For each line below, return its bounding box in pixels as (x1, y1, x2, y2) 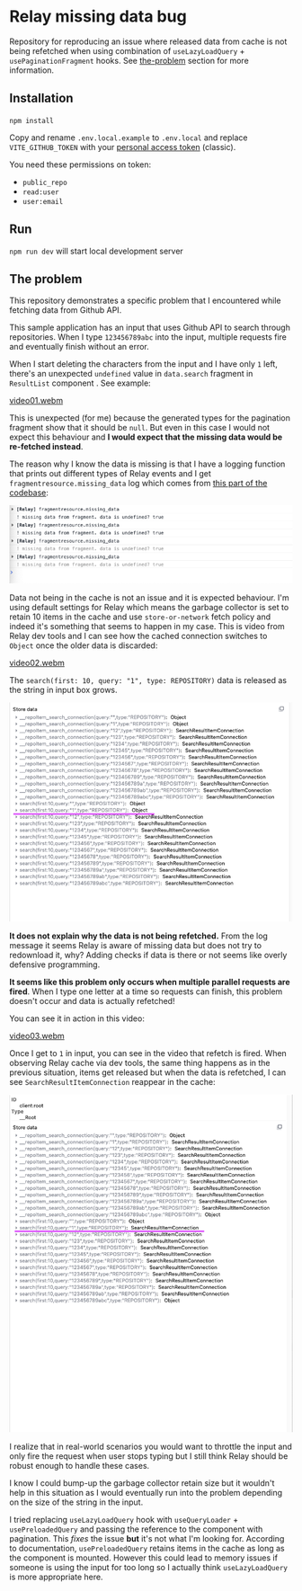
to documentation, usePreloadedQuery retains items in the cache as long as (9, 1543, 285, 1554)
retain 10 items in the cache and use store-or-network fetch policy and (9, 611, 271, 622)
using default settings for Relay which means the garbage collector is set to (9, 601, 289, 612)
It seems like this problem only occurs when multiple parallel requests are (9, 977, 290, 988)
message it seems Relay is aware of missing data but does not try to (9, 940, 262, 951)
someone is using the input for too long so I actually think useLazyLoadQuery (9, 1562, 289, 1573)
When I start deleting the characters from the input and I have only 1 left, (9, 359, 279, 369)
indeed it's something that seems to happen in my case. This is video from (9, 620, 285, 631)
